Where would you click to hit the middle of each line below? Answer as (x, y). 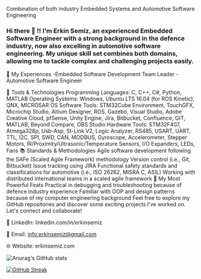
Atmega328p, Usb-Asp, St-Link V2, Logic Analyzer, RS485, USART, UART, (99, 131)
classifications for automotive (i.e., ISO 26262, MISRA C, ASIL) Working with (101, 172)
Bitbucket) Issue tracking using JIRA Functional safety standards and (92, 166)
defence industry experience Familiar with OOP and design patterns (91, 192)
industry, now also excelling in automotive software (84, 46)
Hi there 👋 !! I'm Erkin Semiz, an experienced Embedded (90, 31)
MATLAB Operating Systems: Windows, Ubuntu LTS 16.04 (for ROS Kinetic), (101, 99)
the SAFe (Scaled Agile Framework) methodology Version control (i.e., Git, (98, 159)
